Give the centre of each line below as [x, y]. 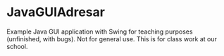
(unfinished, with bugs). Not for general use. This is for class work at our [112, 38]
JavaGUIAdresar [56, 12]
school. [17, 46]
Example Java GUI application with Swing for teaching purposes [100, 31]
